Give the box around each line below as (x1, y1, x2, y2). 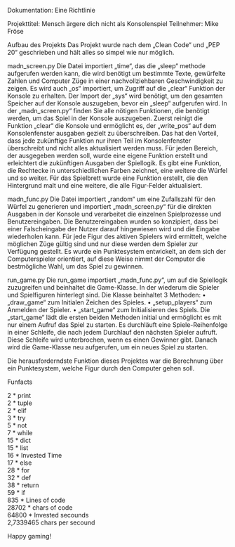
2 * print (7, 392, 32, 399)
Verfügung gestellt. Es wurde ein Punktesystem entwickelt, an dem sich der (7, 247, 226, 255)
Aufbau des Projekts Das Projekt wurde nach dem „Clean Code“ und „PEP (7, 41, 220, 49)
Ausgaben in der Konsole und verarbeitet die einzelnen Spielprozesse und (7, 210, 222, 218)
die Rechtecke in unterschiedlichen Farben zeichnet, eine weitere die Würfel (7, 167, 228, 174)
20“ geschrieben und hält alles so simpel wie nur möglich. (7, 49, 175, 56)
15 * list (7, 444, 29, 452)
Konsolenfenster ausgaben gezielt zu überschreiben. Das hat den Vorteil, (7, 129, 219, 137)
